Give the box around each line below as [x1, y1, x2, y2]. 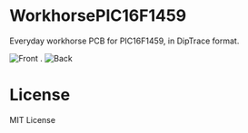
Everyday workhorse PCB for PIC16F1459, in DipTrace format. [9, 35, 240, 46]
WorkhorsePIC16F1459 [9, 5, 187, 26]
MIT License [9, 114, 56, 125]
